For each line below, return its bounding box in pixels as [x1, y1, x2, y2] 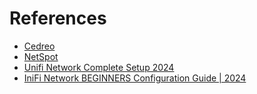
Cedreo [23, 40, 56, 52]
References [9, 7, 107, 30]
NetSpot [23, 50, 59, 62]
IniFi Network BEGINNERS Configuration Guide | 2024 [23, 72, 247, 84]
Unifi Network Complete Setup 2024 [23, 61, 175, 73]
